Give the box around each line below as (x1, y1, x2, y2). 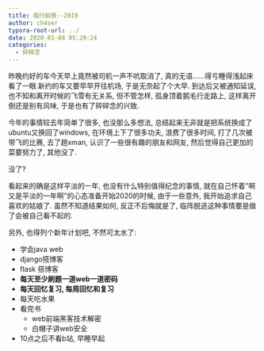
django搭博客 (19, 254, 63, 264)
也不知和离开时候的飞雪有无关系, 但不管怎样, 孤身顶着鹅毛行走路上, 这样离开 (8, 91, 256, 100)
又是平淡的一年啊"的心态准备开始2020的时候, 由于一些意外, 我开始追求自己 (8, 191, 252, 200)
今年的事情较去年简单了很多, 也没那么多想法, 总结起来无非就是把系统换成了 (8, 118, 252, 127)
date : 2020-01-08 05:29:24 (8, 33, 98, 42)
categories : (8, 41, 48, 49)
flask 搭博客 (19, 265, 59, 273)
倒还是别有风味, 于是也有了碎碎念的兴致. (8, 101, 140, 110)
